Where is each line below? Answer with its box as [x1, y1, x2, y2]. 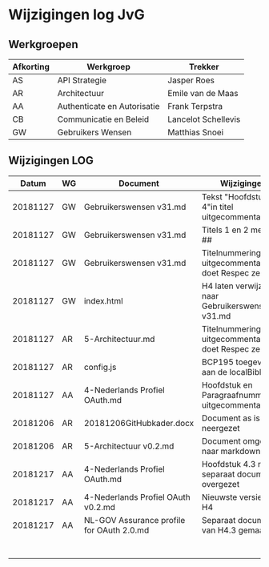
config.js [83, 361, 117, 372]
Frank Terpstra [167, 101, 223, 111]
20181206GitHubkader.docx [83, 417, 195, 428]
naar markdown [201, 445, 261, 456]
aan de [201, 366, 228, 377]
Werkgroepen [8, 38, 78, 51]
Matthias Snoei [167, 127, 224, 138]
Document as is [201, 412, 260, 424]
